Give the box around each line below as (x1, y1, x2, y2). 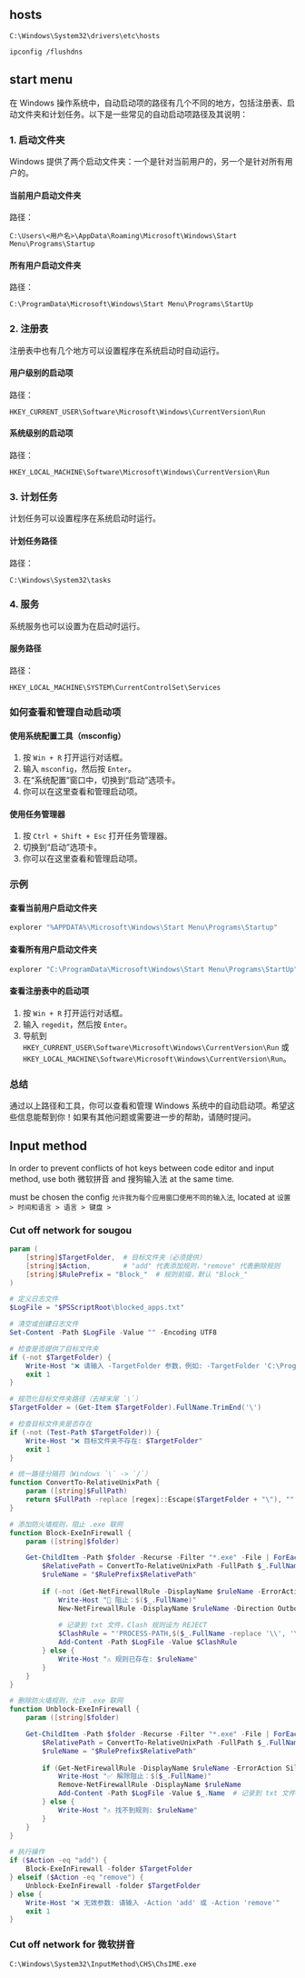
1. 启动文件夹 (9, 134, 65, 146)
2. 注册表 (9, 323, 49, 335)
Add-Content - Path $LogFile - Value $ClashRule (57, 1638, 238, 1647)
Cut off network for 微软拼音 (9, 1938, 135, 1951)
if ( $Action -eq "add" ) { (9, 1856, 107, 1865)
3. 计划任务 (9, 490, 58, 503)
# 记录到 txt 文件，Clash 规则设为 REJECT (57, 1621, 207, 1630)
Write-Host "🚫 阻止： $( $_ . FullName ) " (57, 1595, 197, 1604)
